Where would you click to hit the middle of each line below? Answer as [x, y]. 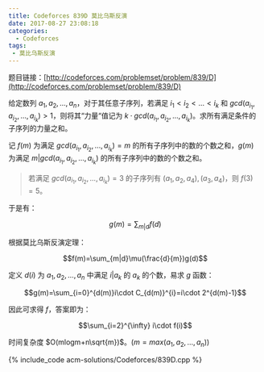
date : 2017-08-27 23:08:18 [54, 23]
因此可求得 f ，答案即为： [49, 309]
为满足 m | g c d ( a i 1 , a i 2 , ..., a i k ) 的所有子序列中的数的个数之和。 [107, 160]
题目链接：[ [27, 77]
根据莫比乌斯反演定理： [47, 242]
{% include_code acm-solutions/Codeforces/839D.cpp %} [105, 360]
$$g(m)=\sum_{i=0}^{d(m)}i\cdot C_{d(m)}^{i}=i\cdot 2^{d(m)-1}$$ [135, 293]
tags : [17, 46]
